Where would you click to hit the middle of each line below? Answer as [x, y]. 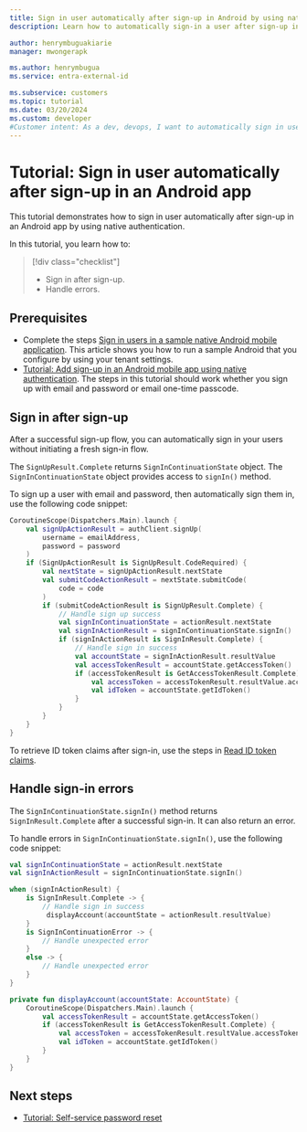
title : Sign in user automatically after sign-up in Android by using [147, 18]
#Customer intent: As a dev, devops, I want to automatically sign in [147, 127]
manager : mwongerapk [49, 51]
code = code [81, 588]
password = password [81, 546]
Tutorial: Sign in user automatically [145, 172]
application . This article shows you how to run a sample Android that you [159, 350]
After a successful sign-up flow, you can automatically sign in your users [146, 439]
